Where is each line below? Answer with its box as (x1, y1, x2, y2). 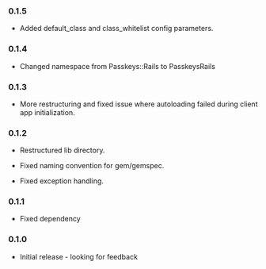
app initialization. (19, 107, 75, 117)
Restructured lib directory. (19, 145, 105, 156)
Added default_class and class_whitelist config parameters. (19, 24, 214, 33)
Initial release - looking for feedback (19, 252, 139, 261)
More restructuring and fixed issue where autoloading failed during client (19, 99, 258, 109)
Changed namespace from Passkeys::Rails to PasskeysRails (19, 61, 216, 71)
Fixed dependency (19, 214, 81, 224)
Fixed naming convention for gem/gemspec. (19, 161, 165, 171)
